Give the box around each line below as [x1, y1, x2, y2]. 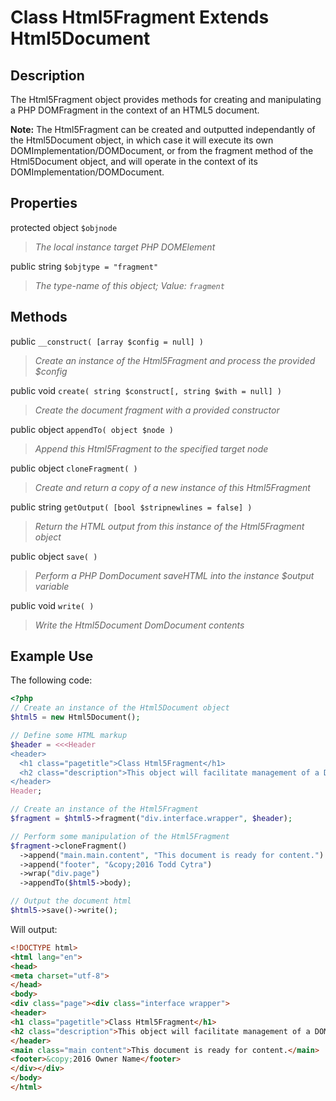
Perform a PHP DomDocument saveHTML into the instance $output [34, 569, 315, 581]
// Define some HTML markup [10, 731, 128, 741]
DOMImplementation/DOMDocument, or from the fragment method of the [10, 145, 314, 156]
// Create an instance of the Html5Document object [10, 703, 230, 713]
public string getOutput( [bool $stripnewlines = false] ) [10, 501, 253, 513]
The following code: [10, 674, 93, 686]
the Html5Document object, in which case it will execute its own [10, 134, 274, 146]
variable [34, 580, 70, 592]
